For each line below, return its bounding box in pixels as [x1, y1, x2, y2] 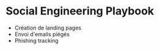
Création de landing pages [14, 24, 82, 31]
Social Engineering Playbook [5, 4, 155, 18]
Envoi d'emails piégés [14, 30, 70, 37]
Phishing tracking [14, 37, 59, 44]
